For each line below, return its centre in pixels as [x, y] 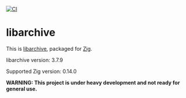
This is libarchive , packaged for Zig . [49, 48]
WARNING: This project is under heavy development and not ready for [93, 82]
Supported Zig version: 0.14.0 [42, 71]
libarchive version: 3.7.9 [35, 60]
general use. [22, 89]
